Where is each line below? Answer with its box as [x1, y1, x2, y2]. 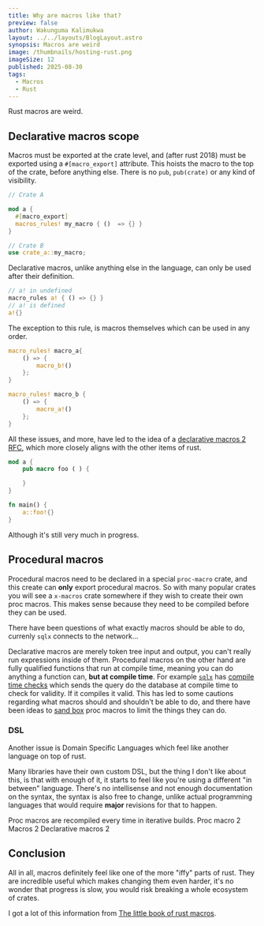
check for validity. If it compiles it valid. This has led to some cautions [8, 688, 234, 698]
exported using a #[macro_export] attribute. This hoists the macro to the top [8, 159, 255, 168]
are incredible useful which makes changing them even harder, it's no [8, 876, 234, 886]
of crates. [8, 893, 39, 902]
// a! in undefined [8, 287, 73, 295]
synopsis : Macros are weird [8, 41, 101, 49]
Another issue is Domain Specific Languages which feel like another [8, 743, 229, 752]
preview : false [8, 19, 58, 27]
